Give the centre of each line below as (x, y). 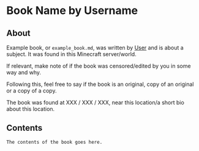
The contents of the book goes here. (54, 142)
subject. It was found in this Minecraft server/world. (71, 54)
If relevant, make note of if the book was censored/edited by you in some (99, 66)
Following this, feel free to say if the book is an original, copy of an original (100, 84)
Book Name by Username (72, 11)
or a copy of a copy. (32, 91)
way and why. (24, 72)
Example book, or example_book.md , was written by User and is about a (95, 47)
